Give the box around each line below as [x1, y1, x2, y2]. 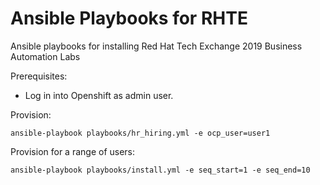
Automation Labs [10, 50, 81, 62]
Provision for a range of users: [10, 145, 136, 157]
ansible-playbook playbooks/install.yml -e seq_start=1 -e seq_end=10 [10, 165, 311, 175]
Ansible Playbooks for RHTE [10, 7, 248, 30]
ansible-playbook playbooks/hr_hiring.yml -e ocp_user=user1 [10, 128, 271, 138]
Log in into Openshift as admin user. [24, 89, 174, 101]
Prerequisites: [10, 70, 68, 82]
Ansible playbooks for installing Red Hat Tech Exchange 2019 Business [10, 40, 303, 52]
